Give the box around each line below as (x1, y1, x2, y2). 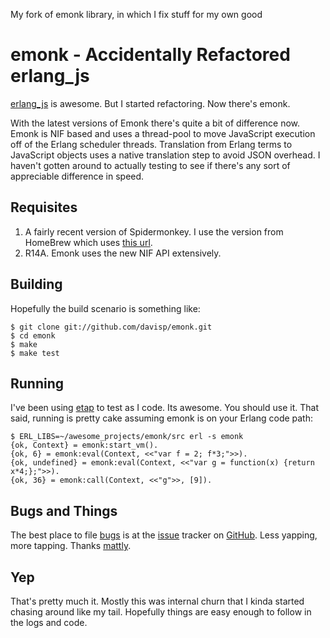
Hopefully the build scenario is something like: (10, 302, 201, 314)
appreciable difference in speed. (10, 170, 145, 182)
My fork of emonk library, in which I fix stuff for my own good (10, 9, 263, 20)
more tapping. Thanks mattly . (10, 540, 132, 552)
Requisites (10, 199, 78, 216)
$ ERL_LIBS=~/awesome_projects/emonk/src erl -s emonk (10, 432, 244, 442)
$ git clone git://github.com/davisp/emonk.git (10, 322, 213, 332)
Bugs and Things (10, 502, 118, 519)
